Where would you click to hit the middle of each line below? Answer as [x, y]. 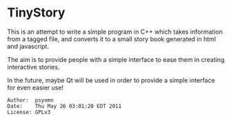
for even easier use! [36, 87]
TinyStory [36, 13]
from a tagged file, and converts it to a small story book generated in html [111, 38]
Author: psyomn [30, 100]
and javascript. [28, 46]
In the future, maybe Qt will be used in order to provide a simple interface [111, 80]
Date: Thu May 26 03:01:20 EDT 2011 [64, 106]
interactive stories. [33, 67]
